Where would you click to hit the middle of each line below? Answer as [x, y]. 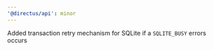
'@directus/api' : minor [42, 13]
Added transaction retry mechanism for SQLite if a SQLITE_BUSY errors [107, 33]
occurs [17, 40]
